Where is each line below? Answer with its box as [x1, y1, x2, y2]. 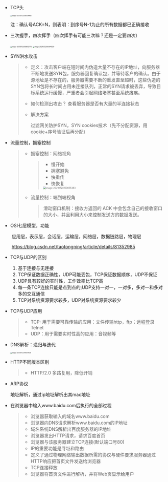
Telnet [30, 325, 44, 331]
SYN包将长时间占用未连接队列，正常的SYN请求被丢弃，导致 [30, 83, 157, 90]
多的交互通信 [17, 291, 45, 297]
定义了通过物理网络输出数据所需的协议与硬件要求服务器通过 [30, 451, 156, 457]
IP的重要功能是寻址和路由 [30, 445, 84, 451]
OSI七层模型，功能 [10, 222, 50, 229]
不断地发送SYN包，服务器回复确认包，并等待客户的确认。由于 [30, 71, 161, 77]
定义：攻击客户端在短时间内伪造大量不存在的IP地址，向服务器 [30, 64, 160, 70]
